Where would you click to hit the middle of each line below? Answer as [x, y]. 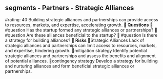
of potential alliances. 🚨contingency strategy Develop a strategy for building [81, 61]
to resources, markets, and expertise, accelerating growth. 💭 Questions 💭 [79, 25]
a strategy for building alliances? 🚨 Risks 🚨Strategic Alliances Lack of [75, 40]
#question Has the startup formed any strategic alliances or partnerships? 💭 [81, 30]
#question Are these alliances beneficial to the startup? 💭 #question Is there [81, 35]
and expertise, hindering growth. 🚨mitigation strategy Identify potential [76, 50]
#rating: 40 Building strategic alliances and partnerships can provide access [82, 19]
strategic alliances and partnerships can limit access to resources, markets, [81, 45]
